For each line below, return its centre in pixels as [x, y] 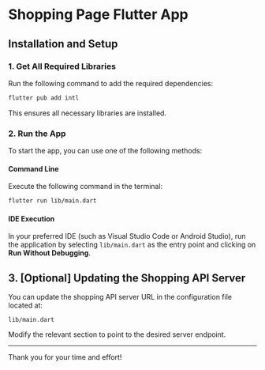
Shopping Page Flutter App [98, 15]
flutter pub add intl [44, 98]
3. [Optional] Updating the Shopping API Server [127, 278]
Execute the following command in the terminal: [86, 187]
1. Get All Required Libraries [62, 66]
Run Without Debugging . [49, 253]
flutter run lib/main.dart [52, 201]
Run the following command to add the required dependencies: [111, 83]
